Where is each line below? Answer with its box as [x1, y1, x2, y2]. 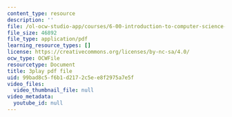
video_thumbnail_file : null [13, 87, 95, 94]
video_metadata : [7, 94, 54, 100]
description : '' [7, 17, 54, 23]
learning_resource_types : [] [7, 42, 91, 49]
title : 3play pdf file [7, 67, 72, 74]
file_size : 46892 [7, 29, 57, 36]
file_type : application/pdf [7, 36, 88, 43]
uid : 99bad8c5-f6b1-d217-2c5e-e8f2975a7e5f [7, 74, 135, 81]
